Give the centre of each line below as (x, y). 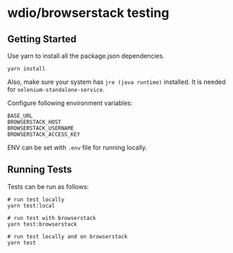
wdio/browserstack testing (88, 13)
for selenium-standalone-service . (56, 89)
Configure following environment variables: (70, 103)
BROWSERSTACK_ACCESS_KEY (44, 135)
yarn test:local (31, 206)
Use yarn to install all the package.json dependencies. (86, 56)
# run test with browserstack (52, 218)
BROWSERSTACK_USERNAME (41, 128)
